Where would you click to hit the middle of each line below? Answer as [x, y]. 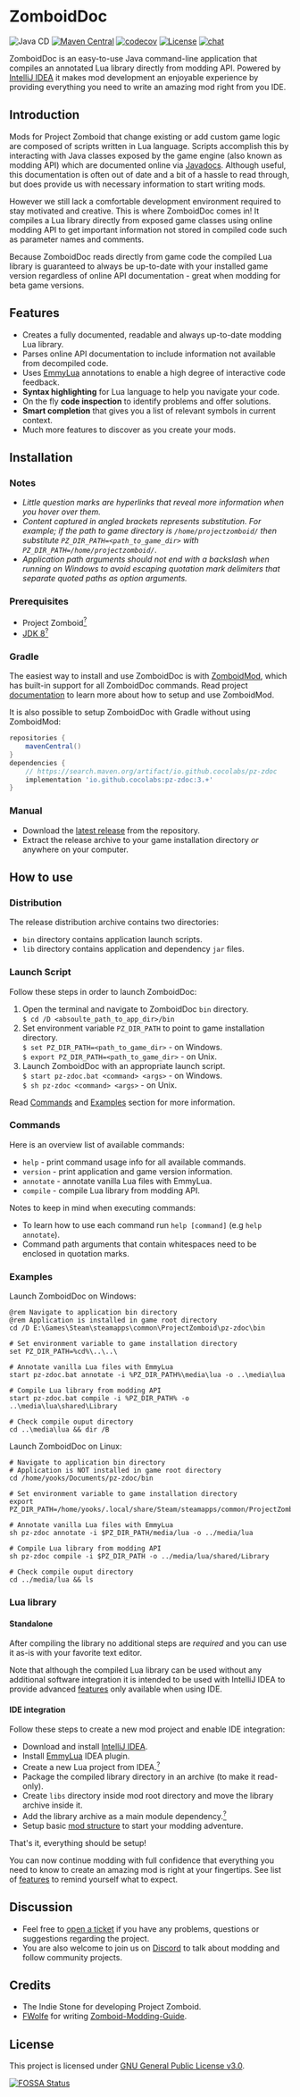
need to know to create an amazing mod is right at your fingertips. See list [145, 1869]
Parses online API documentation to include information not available [149, 354]
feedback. [41, 382]
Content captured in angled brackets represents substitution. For [142, 522]
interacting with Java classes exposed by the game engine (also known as [146, 155]
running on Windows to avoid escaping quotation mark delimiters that [151, 569]
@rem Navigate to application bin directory [93, 1313]
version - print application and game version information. [127, 1171]
